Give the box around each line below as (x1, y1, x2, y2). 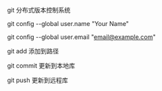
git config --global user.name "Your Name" (7, 20, 130, 27)
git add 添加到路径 (7, 47, 59, 55)
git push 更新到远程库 (7, 76, 68, 84)
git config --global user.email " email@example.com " (7, 33, 156, 41)
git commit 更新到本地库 (7, 62, 76, 70)
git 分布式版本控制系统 (7, 6, 71, 14)
